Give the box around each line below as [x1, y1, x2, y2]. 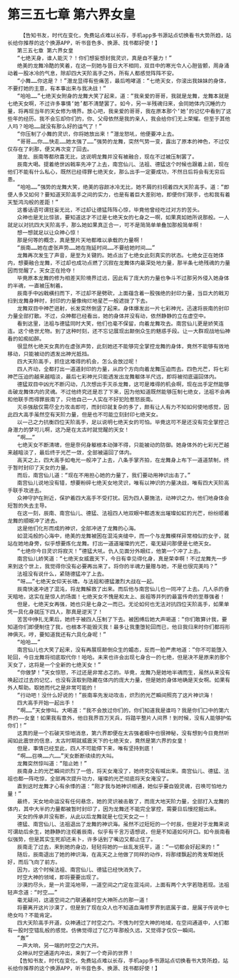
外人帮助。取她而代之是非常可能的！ [7, 684, 98, 691]
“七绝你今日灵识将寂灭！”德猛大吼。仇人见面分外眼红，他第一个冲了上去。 [16, 548, 205, 555]
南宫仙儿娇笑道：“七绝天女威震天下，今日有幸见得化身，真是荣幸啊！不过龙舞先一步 [16, 555, 228, 563]
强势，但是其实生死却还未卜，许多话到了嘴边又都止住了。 [12, 836, 156, 843]
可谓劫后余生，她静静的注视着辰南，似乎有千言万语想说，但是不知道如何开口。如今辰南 [7, 828, 225, 835]
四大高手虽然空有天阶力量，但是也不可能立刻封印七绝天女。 [12, 411, 162, 418]
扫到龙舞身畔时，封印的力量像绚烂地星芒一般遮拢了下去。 [7, 297, 151, 304]
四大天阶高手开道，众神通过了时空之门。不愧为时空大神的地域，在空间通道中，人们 [16, 919, 225, 927]
